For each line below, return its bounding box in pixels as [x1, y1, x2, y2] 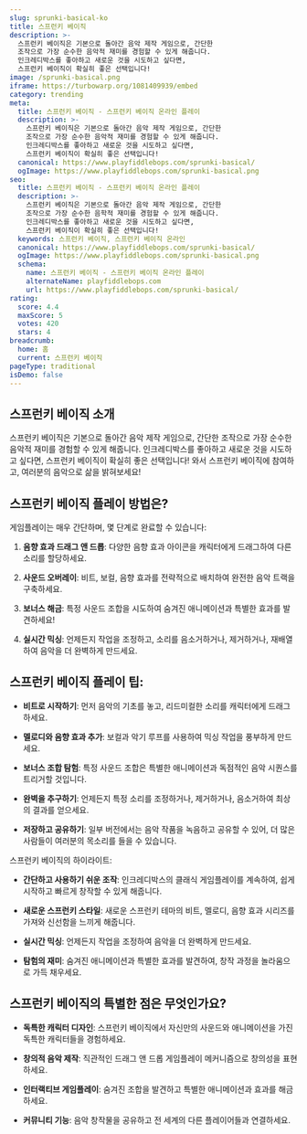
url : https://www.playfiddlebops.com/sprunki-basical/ [26, 285, 239, 294]
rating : [9, 293, 39, 302]
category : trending [9, 90, 84, 99]
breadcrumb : [9, 336, 55, 345]
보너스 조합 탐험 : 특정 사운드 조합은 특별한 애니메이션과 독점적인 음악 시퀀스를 [22, 762, 298, 773]
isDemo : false [9, 370, 64, 379]
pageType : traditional [9, 362, 96, 371]
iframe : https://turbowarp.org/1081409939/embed [9, 81, 198, 90]
